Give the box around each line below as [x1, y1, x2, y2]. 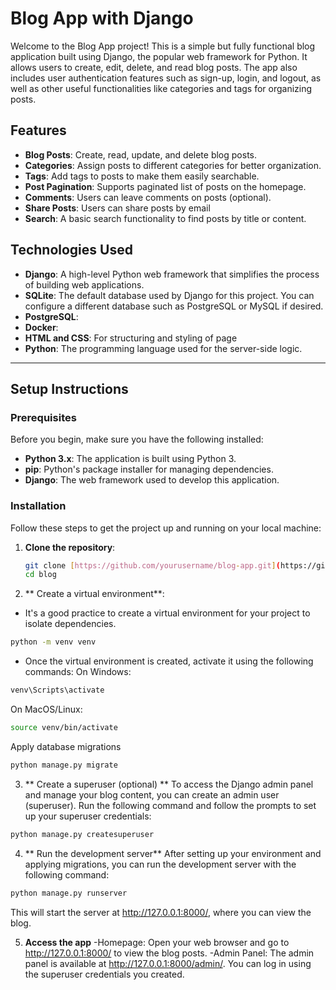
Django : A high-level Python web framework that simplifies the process [24, 268, 320, 280]
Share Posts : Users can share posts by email [24, 202, 211, 214]
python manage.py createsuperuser [10, 829, 155, 839]
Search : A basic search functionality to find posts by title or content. [24, 212, 307, 224]
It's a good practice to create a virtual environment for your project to [24, 607, 311, 619]
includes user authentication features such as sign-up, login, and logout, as [10, 72, 322, 84]
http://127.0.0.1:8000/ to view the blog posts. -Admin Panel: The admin [24, 947, 315, 959]
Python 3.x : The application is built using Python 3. [24, 453, 237, 465]
